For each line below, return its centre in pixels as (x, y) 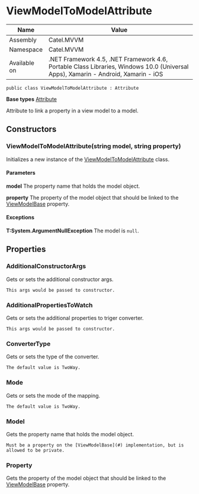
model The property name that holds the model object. (73, 186)
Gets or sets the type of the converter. (53, 357)
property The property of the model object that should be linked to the (92, 197)
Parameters (21, 173)
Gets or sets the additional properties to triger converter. (75, 318)
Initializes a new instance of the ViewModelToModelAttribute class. (88, 159)
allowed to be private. (36, 450)
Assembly (23, 40)
